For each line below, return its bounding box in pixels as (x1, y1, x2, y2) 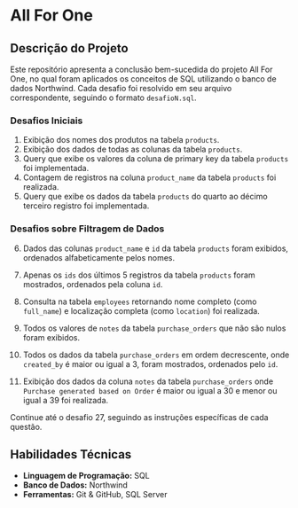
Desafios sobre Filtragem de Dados (10, 223, 165, 235)
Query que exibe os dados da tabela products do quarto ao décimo (22, 191, 269, 202)
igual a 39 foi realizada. (22, 395, 109, 405)
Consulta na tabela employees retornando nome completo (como (22, 296, 257, 307)
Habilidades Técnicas (10, 447, 132, 462)
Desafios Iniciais (10, 114, 83, 127)
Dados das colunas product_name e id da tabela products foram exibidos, (22, 243, 289, 254)
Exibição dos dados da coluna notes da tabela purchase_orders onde (22, 376, 274, 387)
